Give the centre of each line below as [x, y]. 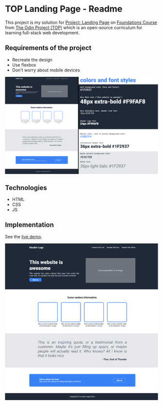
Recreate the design [32, 60]
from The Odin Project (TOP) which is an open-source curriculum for [74, 27]
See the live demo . [24, 236]
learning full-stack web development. [42, 33]
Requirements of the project [48, 48]
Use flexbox [24, 65]
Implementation [30, 225]
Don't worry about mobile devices [46, 70]
